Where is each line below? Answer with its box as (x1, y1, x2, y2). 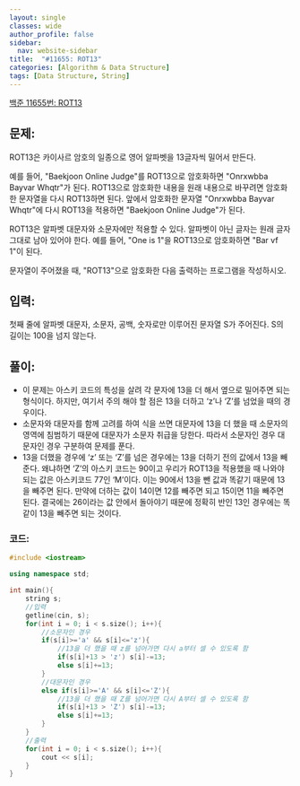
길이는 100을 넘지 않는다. (9, 330, 97, 341)
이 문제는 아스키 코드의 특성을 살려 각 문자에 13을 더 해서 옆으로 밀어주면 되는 (21, 385, 291, 396)
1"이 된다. (9, 246, 43, 257)
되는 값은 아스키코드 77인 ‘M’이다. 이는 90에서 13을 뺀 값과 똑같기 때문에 (21, 475, 275, 485)
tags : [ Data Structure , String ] (9, 72, 130, 81)
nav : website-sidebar (17, 47, 99, 56)
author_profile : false (9, 30, 94, 39)
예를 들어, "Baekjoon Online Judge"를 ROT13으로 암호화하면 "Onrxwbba (9, 170, 269, 181)
